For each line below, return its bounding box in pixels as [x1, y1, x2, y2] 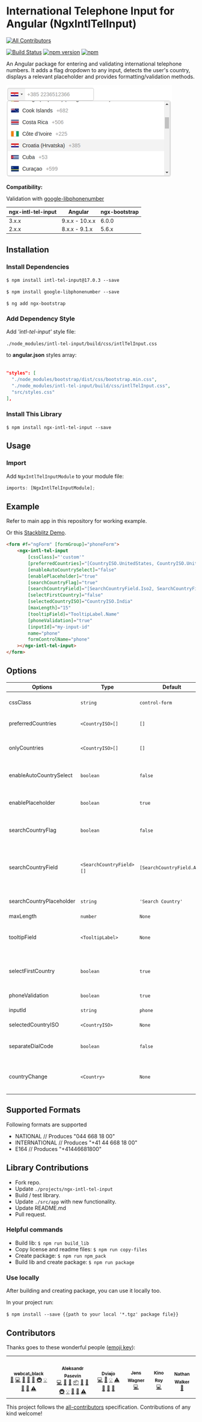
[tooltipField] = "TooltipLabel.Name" [28, 611, 120, 617]
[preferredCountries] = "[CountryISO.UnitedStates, [28, 560, 155, 566]
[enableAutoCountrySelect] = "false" [28, 567, 117, 573]
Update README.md [14, 1204, 66, 1212]
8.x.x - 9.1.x [61, 225, 93, 233]
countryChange [8, 1073, 48, 1080]
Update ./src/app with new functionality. [14, 1198, 117, 1205]
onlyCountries [8, 744, 44, 751]
